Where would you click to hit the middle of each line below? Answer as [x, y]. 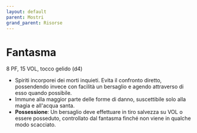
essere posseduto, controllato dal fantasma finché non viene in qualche [103, 118]
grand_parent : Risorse [34, 23]
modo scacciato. [35, 125]
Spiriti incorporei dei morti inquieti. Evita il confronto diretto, [88, 81]
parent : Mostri [25, 17]
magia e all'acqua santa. [45, 106]
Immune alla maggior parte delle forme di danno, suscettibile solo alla [100, 100]
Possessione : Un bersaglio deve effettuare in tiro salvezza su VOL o [99, 112]
